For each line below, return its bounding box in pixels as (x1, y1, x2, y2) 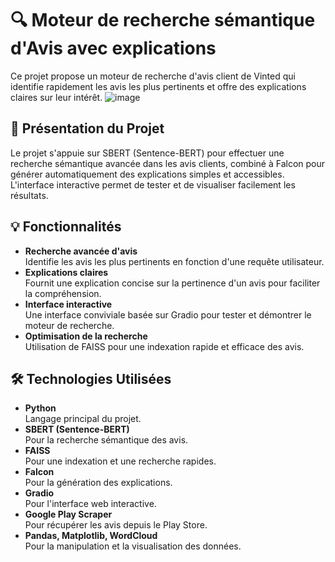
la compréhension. (24, 287, 102, 299)
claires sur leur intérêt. (10, 91, 103, 103)
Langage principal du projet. (24, 413, 142, 425)
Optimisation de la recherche (24, 330, 148, 342)
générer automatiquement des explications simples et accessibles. (10, 168, 285, 180)
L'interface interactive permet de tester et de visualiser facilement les (10, 178, 296, 191)
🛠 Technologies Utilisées (10, 370, 172, 387)
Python (24, 402, 57, 414)
